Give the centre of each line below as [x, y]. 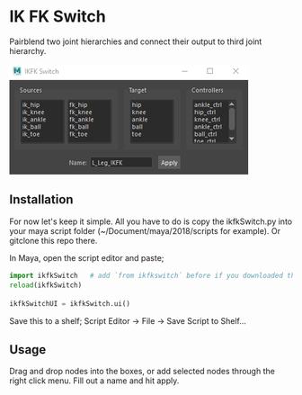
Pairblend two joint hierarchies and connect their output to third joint [136, 41]
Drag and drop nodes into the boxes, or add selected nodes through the [142, 372]
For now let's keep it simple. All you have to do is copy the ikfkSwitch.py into [151, 221]
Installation [41, 200]
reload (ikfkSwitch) [46, 285]
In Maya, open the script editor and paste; [87, 257]
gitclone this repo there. [53, 240]
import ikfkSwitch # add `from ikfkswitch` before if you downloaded [146, 275]
